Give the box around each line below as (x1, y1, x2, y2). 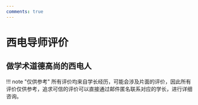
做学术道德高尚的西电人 (6, 61, 92, 71)
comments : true (6, 8, 44, 15)
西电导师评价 (6, 36, 69, 49)
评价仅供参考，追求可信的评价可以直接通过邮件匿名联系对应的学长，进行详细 (6, 85, 193, 92)
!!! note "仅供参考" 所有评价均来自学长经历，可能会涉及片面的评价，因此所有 (6, 78, 191, 85)
